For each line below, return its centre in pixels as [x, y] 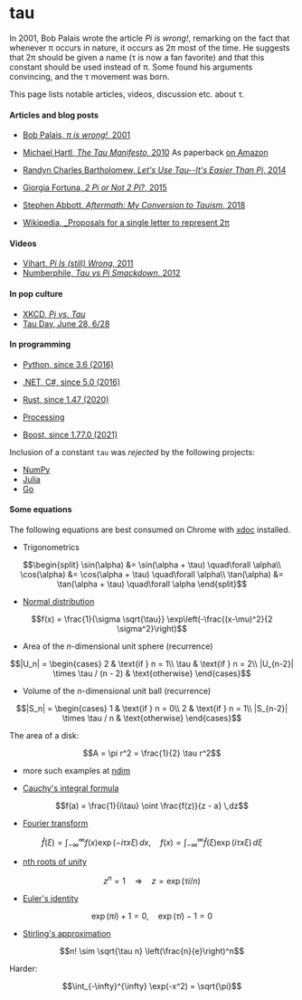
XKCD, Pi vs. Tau [54, 314]
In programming [40, 344]
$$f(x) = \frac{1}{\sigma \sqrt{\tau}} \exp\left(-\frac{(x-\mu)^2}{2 [152, 619]
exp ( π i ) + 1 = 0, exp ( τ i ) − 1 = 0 [152, 916]
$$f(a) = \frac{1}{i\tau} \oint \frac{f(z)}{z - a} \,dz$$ [152, 805]
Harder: [24, 969]
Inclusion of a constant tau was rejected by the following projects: [132, 452]
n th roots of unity [55, 862]
